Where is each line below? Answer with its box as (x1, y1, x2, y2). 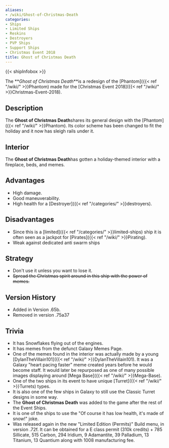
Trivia (5, 327, 24, 335)
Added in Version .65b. (12, 306, 61, 313)
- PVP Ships (5, 41, 30, 46)
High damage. (12, 190, 42, 196)
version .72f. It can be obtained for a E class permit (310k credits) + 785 (12, 427, 162, 433)
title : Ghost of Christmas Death (5, 54, 76, 60)
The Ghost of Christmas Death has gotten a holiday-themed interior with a (5, 156, 161, 162)
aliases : (5, 7, 24, 13)
